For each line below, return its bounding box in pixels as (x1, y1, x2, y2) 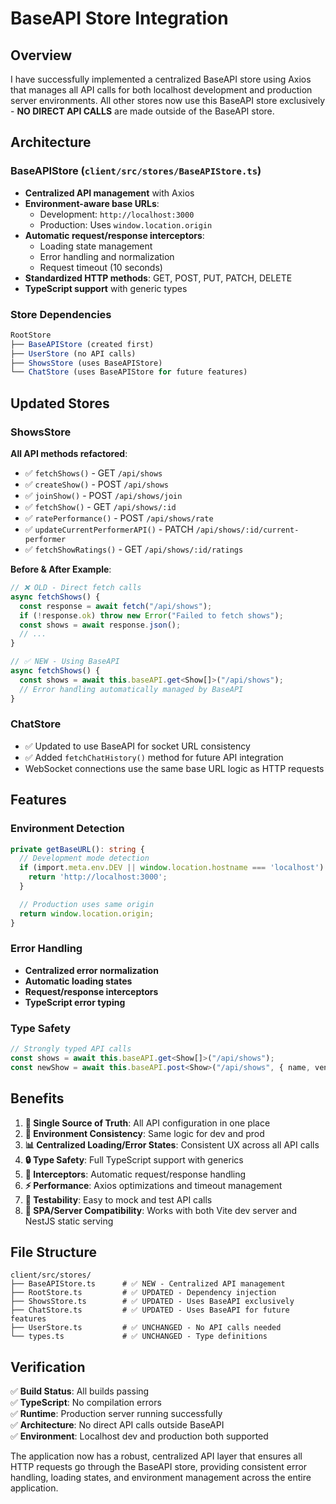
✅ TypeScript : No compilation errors (10, 1397, 162, 1409)
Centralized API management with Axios (24, 187, 195, 199)
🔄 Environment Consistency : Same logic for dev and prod (24, 1127, 265, 1139)
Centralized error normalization (24, 964, 159, 976)
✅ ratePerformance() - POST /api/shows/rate (24, 512, 214, 524)
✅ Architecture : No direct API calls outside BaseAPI (10, 1419, 225, 1431)
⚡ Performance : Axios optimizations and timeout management (24, 1179, 283, 1191)
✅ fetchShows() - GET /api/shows (24, 467, 163, 479)
